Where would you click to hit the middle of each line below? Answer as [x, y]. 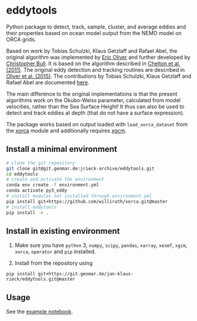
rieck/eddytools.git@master [41, 279]
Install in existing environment [63, 231]
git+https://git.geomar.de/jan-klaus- [85, 274]
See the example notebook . [40, 312]
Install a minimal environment [62, 149]
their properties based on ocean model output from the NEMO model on [94, 33]
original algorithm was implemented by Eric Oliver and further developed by [98, 57]
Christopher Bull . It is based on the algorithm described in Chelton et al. [93, 63]
